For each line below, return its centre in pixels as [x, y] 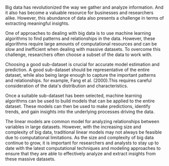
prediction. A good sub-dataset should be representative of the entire [77, 70]
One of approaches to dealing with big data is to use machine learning [78, 33]
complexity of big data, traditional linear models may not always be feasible [84, 132]
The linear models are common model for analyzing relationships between [82, 121]
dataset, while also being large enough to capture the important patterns [81, 75]
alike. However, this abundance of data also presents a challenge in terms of [84, 18]
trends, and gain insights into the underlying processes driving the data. [80, 112]
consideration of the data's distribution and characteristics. [67, 86]
